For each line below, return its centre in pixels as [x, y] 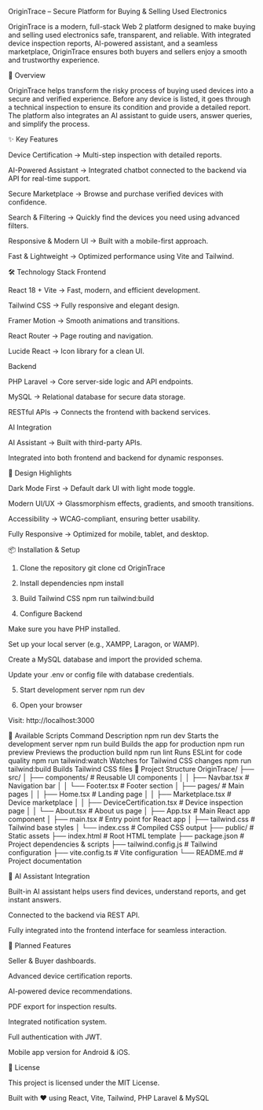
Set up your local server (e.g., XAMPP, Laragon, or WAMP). [104, 644]
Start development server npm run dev [82, 690]
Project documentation [45, 861]
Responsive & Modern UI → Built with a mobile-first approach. [108, 241]
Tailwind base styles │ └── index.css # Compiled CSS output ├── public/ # [131, 828]
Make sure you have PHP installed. [64, 629]
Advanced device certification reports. [71, 976]
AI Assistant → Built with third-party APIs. [75, 443]
